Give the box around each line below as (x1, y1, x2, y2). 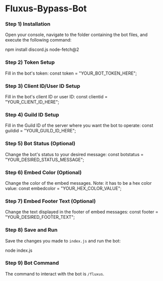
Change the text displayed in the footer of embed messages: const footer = (5, 209, 159, 215)
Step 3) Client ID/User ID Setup (5, 82, 81, 89)
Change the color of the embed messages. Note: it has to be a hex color (5, 180, 152, 186)
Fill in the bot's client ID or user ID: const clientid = (5, 94, 108, 100)
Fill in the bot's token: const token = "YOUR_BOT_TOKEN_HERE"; (5, 70, 137, 76)
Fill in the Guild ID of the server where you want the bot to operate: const (5, 122, 154, 128)
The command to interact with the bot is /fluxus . (5, 271, 105, 277)
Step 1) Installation (5, 21, 51, 28)
